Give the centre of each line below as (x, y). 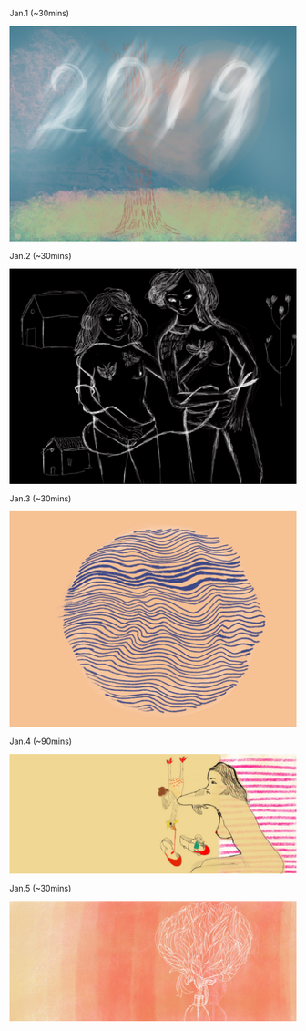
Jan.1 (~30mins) (40, 13)
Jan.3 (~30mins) (41, 498)
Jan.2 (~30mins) (41, 256)
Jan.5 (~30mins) (41, 889)
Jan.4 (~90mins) (41, 741)
